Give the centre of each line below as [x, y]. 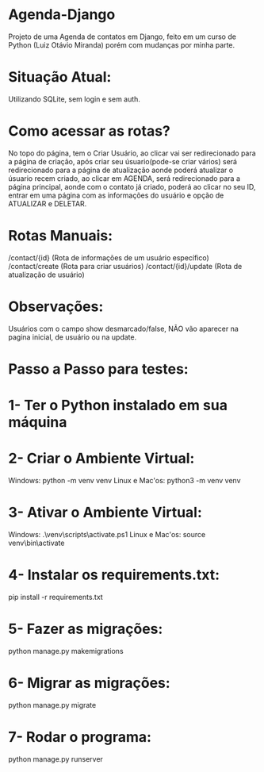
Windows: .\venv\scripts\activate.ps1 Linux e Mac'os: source [107, 534]
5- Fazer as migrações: [86, 629]
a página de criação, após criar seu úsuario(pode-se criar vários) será [123, 161]
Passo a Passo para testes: [98, 369]
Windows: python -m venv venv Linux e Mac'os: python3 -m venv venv [124, 480]
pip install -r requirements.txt [55, 597]
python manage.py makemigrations [66, 651]
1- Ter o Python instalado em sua [118, 405]
